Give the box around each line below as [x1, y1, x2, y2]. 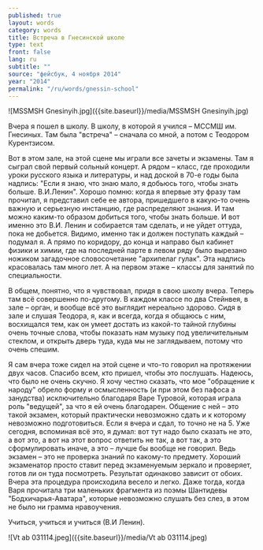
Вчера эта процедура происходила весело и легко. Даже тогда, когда [8, 478, 246, 487]
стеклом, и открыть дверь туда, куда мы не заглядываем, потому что [8, 336, 243, 346]
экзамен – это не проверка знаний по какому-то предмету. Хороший [8, 452, 241, 462]
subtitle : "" [8, 63, 51, 71]
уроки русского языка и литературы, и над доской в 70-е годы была [8, 170, 239, 180]
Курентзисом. [8, 139, 55, 148]
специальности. [8, 271, 62, 281]
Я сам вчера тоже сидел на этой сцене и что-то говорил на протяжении [8, 360, 252, 370]
